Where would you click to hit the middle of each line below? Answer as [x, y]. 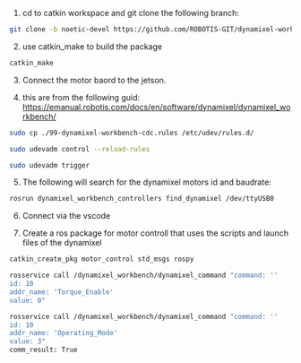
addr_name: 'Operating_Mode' [64, 333]
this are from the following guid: [81, 97]
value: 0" [28, 300]
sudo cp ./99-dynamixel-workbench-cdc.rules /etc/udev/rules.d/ [132, 133]
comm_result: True [43, 350]
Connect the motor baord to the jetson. [94, 80]
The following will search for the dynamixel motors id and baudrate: [146, 182]
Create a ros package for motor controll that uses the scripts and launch [155, 233]
